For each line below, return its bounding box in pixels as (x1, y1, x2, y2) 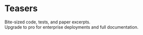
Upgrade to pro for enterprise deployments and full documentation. (4, 24, 139, 30)
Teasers (4, 3, 38, 14)
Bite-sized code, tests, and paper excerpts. (4, 19, 90, 25)
